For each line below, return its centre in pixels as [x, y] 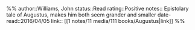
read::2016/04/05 [28, 21]
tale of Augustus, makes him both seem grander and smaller [81, 15]
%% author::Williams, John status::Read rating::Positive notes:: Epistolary [97, 9]
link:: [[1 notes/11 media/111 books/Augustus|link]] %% [118, 21]
